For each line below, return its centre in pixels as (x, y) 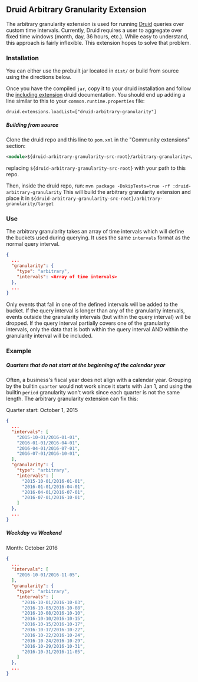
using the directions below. (39, 77)
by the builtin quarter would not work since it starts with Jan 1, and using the (99, 386)
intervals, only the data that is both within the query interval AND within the (97, 330)
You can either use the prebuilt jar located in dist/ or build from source (93, 71)
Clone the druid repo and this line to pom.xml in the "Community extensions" (98, 140)
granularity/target (30, 204)
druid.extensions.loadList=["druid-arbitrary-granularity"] (82, 112)
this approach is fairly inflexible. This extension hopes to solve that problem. (99, 42)
